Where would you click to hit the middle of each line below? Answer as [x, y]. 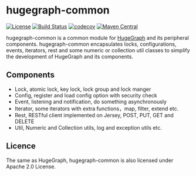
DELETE [24, 121]
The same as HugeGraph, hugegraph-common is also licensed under [90, 160]
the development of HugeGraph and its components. [70, 56]
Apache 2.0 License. [31, 166]
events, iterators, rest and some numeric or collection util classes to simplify [98, 50]
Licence [21, 146]
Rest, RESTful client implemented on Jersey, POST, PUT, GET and [94, 115]
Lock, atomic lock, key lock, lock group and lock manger [83, 89]
